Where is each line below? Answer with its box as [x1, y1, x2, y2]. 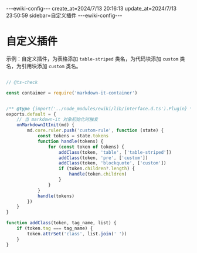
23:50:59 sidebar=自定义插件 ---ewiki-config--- [6, 12, 123, 19]
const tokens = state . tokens [37, 133, 109, 139]
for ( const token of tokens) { [47, 144, 125, 150]
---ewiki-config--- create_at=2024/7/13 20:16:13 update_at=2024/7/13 [6, 5, 177, 12]
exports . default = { [6, 111, 57, 117]
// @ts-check [6, 79, 38, 85]
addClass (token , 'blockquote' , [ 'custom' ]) [58, 160, 167, 166]
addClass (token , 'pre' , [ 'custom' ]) [58, 155, 148, 161]
